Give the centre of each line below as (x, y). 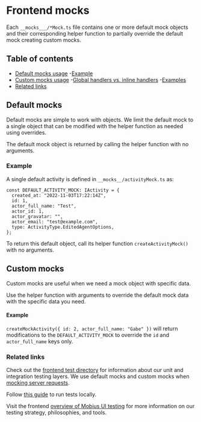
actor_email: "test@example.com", (55, 222)
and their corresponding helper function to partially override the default (95, 33)
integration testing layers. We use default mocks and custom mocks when (98, 376)
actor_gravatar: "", (37, 216)
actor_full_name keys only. (40, 341)
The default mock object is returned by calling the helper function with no (97, 144)
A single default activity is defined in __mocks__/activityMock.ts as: (90, 179)
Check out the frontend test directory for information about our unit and (95, 370)
